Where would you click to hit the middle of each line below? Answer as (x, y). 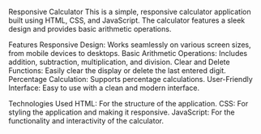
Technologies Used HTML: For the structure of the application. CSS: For (128, 104)
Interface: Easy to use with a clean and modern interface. (104, 88)
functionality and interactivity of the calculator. (86, 121)
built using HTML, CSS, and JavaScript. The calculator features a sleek (127, 20)
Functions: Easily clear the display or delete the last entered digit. (118, 71)
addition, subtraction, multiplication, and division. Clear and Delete (119, 62)
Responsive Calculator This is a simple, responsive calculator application (130, 12)
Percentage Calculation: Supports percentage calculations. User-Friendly (130, 79)
